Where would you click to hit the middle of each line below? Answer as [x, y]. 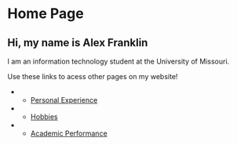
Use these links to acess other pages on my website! [93, 76]
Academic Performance [69, 133]
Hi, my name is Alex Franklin [78, 43]
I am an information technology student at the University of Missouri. [118, 61]
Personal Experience [64, 100]
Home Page [46, 14]
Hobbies [44, 117]
